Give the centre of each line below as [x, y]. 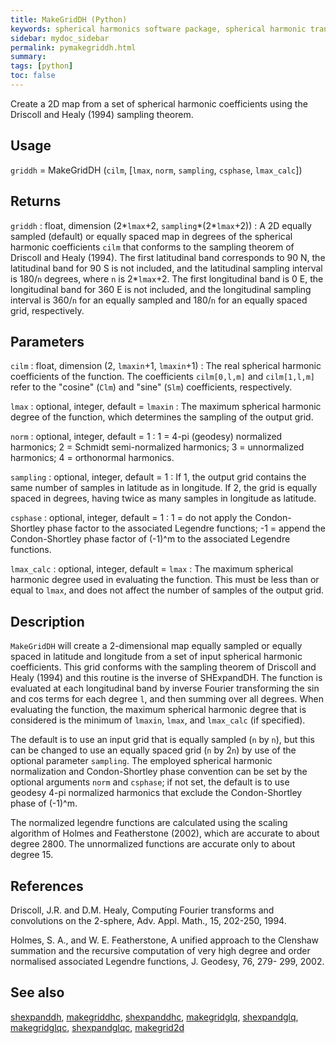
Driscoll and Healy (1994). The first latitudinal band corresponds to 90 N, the [168, 257]
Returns [36, 201]
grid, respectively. [47, 310]
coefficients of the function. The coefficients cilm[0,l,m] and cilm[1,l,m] [163, 377]
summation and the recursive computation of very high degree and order [160, 950]
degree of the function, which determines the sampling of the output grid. [162, 417]
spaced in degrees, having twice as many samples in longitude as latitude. [163, 498]
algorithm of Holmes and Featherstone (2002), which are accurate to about [165, 833]
